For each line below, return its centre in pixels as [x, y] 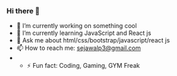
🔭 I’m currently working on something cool [76, 26]
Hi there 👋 [23, 11]
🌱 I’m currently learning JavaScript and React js [84, 33]
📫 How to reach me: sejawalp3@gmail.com [79, 48]
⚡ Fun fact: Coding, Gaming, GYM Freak [83, 66]
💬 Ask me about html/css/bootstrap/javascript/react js [93, 40]
